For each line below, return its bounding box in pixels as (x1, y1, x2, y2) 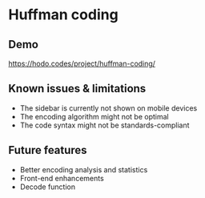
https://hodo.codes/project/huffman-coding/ (8, 59, 156, 68)
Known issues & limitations (8, 82, 147, 95)
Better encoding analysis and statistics (19, 164, 148, 174)
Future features (8, 143, 87, 157)
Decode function (19, 182, 76, 192)
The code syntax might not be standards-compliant (19, 120, 190, 130)
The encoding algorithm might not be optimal (19, 111, 170, 121)
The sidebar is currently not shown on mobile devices (19, 103, 198, 113)
